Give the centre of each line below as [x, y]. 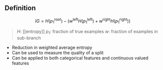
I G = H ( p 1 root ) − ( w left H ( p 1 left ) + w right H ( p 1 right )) [83, 21]
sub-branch [29, 38]
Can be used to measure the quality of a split [57, 53]
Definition [20, 8]
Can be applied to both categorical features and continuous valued [80, 58]
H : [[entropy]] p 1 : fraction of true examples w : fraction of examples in [87, 32]
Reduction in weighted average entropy [52, 48]
